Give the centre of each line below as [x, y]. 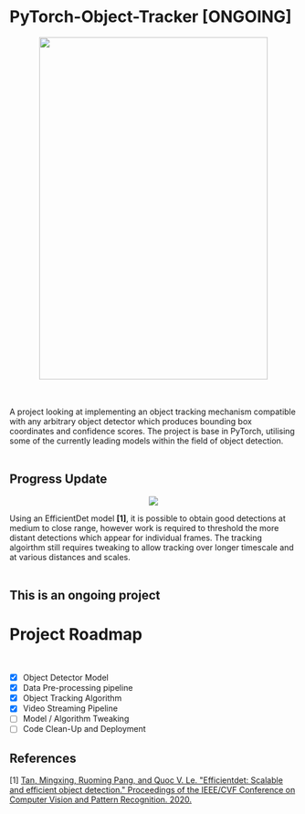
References [43, 758]
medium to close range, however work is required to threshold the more [144, 527]
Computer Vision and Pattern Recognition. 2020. [100, 799]
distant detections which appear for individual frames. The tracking [136, 537]
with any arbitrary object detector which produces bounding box [131, 421]
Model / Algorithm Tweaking [76, 719]
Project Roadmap [76, 635]
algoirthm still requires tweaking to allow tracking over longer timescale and [152, 547]
